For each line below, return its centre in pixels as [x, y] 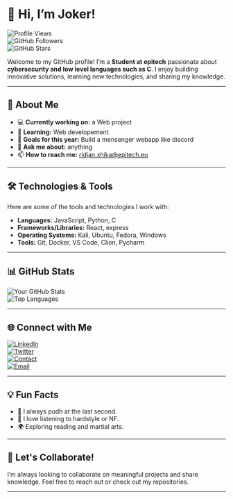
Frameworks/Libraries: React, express [73, 227]
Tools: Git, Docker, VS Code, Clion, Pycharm [81, 242]
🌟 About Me [33, 105]
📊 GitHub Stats [41, 271]
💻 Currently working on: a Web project [74, 122]
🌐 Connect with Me [50, 327]
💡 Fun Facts [33, 394]
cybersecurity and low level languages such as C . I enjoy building [103, 69]
